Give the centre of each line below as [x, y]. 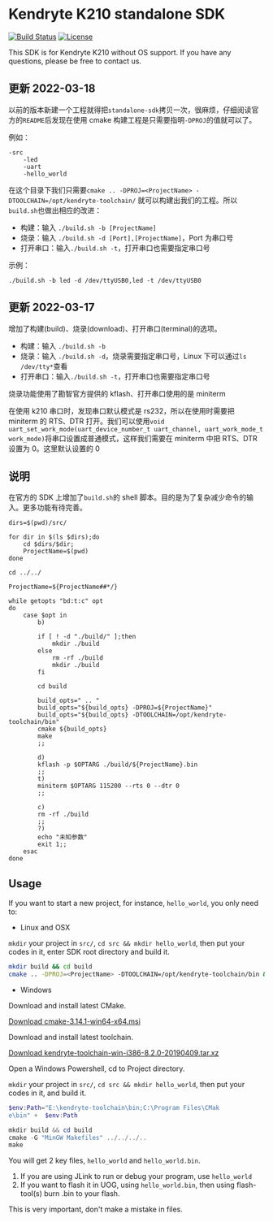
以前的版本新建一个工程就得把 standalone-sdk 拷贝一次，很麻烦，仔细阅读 [130, 110]
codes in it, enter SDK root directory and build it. [89, 952]
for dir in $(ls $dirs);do [54, 537]
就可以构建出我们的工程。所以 [188, 200]
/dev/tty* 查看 [44, 366]
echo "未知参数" [63, 838]
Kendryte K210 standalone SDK [117, 14]
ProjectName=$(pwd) [56, 552]
